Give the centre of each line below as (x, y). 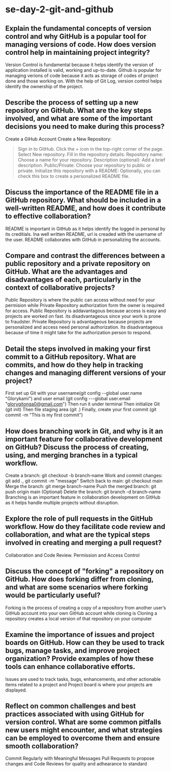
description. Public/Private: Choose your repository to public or (84, 165)
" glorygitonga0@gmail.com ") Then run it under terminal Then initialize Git (82, 404)
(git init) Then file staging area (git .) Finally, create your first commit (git (81, 410)
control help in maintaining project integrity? (78, 52)
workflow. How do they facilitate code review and (86, 527)
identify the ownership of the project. (44, 86)
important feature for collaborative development (84, 439)
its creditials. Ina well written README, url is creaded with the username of (84, 234)
